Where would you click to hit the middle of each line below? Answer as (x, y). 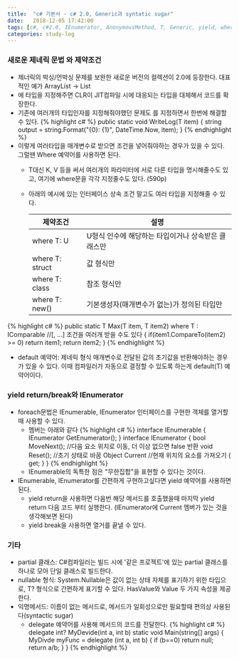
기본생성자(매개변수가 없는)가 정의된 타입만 (154, 304)
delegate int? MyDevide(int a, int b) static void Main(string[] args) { (126, 633)
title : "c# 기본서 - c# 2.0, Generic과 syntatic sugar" (91, 14)
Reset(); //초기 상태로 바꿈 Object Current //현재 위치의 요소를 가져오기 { (129, 455)
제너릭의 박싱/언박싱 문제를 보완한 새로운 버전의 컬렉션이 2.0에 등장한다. (117, 77)
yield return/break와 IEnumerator (65, 395)
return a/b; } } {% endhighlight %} (78, 648)
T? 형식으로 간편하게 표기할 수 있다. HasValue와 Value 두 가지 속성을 (123, 589)
